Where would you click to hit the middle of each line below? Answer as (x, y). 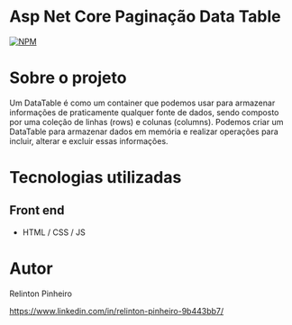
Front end (37, 210)
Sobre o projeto (68, 78)
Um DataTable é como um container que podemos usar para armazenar (142, 103)
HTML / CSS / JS (54, 232)
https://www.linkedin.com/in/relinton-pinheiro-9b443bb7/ (116, 311)
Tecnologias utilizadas (96, 178)
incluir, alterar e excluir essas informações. (89, 140)
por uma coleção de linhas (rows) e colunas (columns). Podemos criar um (146, 122)
